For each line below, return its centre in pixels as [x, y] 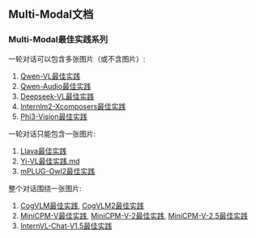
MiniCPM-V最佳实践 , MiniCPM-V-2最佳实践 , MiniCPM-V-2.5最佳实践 [134, 215]
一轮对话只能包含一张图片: [52, 134]
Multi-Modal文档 [51, 15]
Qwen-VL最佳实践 [50, 76]
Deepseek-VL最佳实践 [57, 96]
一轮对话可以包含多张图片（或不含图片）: [77, 58]
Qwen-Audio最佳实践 [55, 86]
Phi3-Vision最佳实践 [53, 117]
